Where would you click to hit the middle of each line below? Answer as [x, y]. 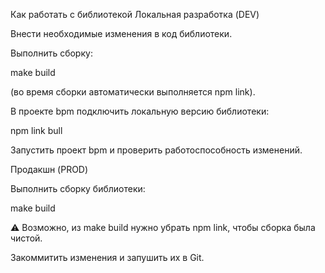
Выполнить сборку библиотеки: [78, 188]
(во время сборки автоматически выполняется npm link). [133, 92]
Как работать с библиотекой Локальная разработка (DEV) [135, 14]
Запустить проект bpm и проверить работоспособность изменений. [156, 150]
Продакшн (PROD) [49, 169]
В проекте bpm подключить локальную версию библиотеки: [140, 111]
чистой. [26, 238]
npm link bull [36, 130]
